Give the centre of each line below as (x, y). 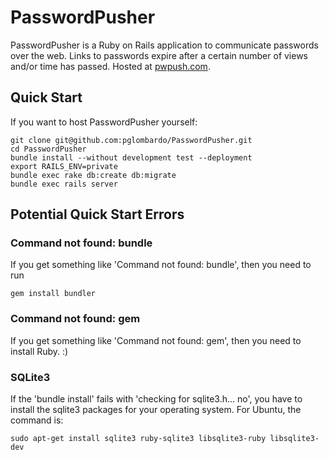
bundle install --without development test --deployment (131, 157)
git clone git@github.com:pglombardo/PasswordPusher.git (131, 140)
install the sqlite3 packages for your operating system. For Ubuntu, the (156, 410)
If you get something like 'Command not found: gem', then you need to (156, 340)
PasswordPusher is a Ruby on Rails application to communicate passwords (164, 45)
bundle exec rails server (64, 184)
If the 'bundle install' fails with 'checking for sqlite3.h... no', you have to (156, 399)
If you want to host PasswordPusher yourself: (104, 122)
